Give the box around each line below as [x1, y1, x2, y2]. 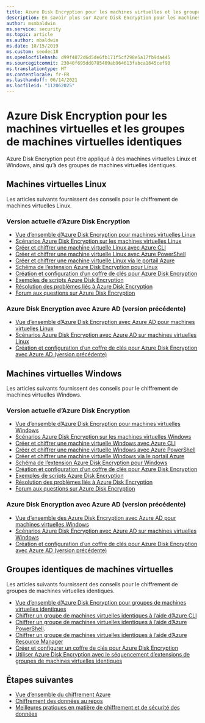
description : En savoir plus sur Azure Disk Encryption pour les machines [6, 15, 201, 21]
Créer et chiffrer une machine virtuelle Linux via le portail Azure [15, 257, 175, 264]
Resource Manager [15, 638, 63, 645]
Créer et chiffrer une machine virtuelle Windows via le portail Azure [15, 453, 185, 460]
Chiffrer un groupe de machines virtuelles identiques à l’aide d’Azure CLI [15, 611, 197, 619]
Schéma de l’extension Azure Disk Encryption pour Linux [15, 264, 158, 271]
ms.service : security [6, 26, 62, 32]
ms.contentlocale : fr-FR [6, 71, 70, 77]
